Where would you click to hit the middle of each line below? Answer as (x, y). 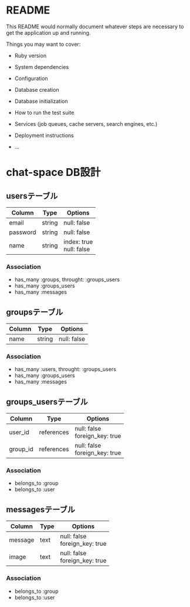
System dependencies (42, 67)
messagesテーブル (40, 509)
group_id (21, 449)
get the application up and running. (48, 32)
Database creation (37, 89)
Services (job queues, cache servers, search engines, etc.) (86, 124)
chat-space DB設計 (53, 173)
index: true (78, 242)
